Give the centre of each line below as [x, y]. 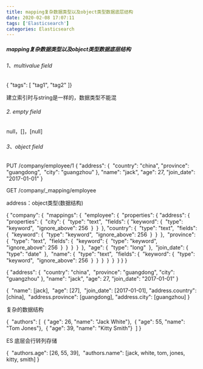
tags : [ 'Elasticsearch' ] [38, 23]
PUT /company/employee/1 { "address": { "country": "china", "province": [98, 166]
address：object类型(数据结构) [45, 203]
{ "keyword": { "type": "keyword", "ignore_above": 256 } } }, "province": [101, 234]
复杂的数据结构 [25, 310]
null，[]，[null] [25, 132]
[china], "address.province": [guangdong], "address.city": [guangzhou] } [98, 297]
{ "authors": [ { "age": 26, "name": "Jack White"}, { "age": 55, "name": [96, 322]
